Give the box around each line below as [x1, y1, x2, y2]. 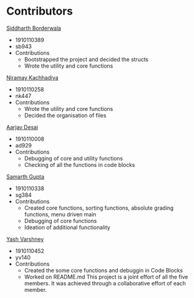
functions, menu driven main [24, 210, 96, 218]
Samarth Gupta [6, 172, 45, 180]
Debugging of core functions [24, 217, 97, 224]
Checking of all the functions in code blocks [24, 161, 135, 168]
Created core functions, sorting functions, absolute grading [24, 204, 174, 211]
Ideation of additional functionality [24, 224, 111, 231]
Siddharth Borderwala [6, 24, 62, 32]
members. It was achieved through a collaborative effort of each [24, 279, 186, 287]
